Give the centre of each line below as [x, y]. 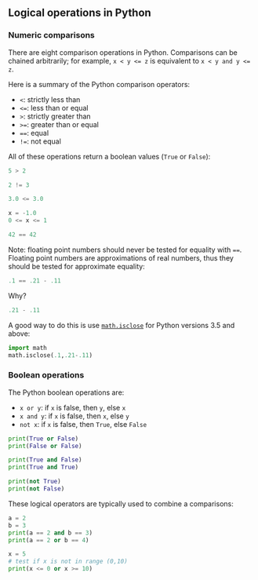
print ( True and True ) [44, 467]
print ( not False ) [36, 489]
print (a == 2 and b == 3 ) [50, 533]
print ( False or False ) [45, 446]
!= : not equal [40, 141]
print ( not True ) [35, 482]
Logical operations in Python [80, 13]
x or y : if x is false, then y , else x [73, 407]
